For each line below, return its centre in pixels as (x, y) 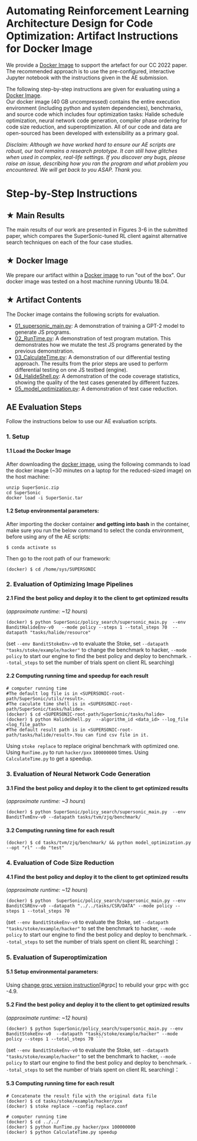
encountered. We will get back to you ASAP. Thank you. (74, 169)
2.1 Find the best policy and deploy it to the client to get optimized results (97, 598)
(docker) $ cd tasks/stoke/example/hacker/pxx (64, 1101)
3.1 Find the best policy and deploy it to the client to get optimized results (97, 788)
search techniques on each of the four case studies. (70, 242)
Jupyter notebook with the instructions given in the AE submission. (87, 78)
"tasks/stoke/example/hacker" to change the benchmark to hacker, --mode (96, 650)
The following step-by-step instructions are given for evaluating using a (93, 89)
